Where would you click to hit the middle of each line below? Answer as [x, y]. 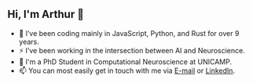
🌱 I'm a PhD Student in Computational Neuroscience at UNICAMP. [125, 61]
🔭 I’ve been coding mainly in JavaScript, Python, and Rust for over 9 [129, 33]
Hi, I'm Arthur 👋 [46, 14]
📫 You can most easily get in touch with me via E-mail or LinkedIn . [127, 70]
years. [29, 41]
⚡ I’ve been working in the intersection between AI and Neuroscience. [132, 50]
